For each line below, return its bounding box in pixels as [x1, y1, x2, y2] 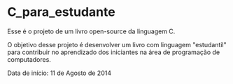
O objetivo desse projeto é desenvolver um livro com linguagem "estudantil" [7, 40, 227, 49]
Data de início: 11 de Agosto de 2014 [7, 69, 112, 77]
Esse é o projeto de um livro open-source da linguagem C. [7, 27, 176, 35]
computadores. [7, 55, 51, 63]
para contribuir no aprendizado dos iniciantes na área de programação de [7, 48, 220, 56]
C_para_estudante [7, 4, 115, 20]
